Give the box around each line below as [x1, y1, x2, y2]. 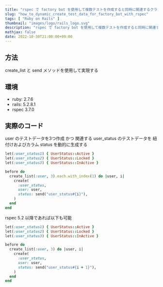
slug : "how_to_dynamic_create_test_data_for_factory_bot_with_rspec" [5, 12, 149, 17]
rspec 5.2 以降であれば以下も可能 [5, 215, 72, 220]
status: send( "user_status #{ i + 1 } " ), [17, 265, 97, 270]
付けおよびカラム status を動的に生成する [5, 142, 88, 147]
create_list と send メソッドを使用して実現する [5, 67, 98, 73]
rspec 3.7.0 [12, 107, 34, 112]
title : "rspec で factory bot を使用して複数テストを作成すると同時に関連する [5, 7, 150, 12]
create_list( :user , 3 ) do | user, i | [9, 247, 83, 252]
